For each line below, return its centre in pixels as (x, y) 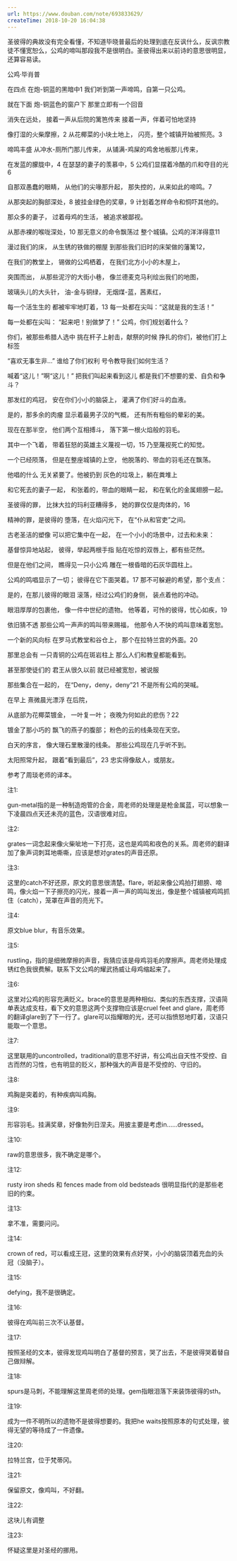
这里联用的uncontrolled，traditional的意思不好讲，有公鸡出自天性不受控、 (114, 1055)
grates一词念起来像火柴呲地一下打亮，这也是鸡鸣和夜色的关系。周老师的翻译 (119, 843)
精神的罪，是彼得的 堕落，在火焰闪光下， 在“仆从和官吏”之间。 (98, 519)
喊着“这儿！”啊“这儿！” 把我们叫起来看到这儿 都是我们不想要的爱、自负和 (114, 376)
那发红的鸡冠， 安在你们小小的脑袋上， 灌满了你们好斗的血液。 (99, 399)
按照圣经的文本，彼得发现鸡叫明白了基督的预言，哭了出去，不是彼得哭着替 (115, 1352)
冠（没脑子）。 (28, 1262)
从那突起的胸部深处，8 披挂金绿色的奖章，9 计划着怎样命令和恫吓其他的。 (115, 201)
